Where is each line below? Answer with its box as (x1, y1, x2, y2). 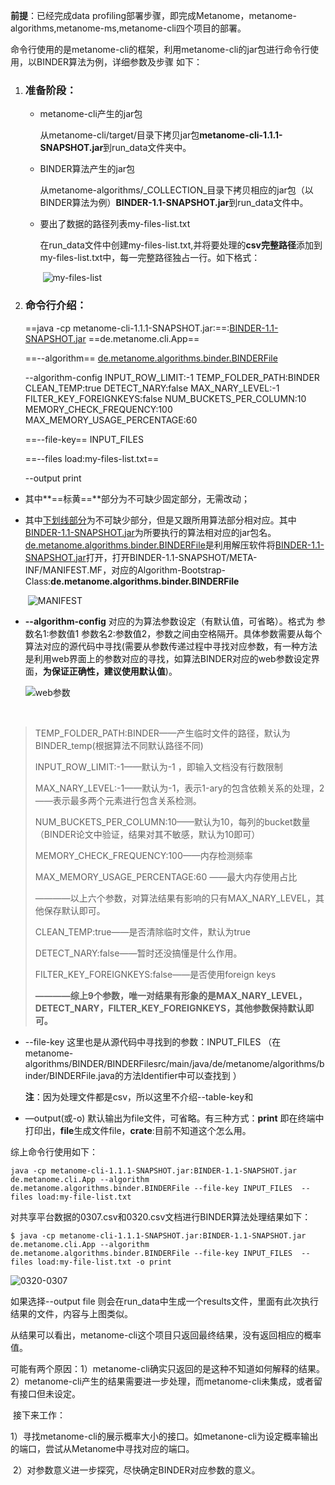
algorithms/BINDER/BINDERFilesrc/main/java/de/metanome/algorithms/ (24, 1057, 320, 1069)
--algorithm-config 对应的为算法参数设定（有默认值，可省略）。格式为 (24, 615, 315, 627)
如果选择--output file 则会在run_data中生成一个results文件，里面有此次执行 (10, 1295, 320, 1307)
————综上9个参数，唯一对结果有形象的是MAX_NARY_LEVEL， (34, 989, 308, 1001)
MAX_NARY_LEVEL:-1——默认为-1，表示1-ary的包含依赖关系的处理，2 (34, 782, 325, 794)
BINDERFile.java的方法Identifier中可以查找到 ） (49, 1069, 242, 1081)
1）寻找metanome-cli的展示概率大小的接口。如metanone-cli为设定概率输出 (10, 1430, 319, 1442)
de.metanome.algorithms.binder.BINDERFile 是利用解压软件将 (24, 539, 276, 551)
